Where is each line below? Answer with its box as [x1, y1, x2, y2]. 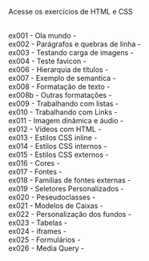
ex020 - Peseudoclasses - [8, 192, 96, 202]
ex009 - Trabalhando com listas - [8, 99, 119, 108]
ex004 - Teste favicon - [8, 56, 87, 66]
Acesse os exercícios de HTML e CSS [8, 7, 134, 16]
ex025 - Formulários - [8, 235, 81, 244]
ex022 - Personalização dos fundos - [8, 210, 132, 219]
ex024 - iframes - [8, 227, 66, 235]
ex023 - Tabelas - [8, 218, 68, 227]
